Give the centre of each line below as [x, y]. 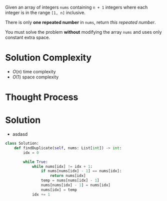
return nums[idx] [68, 176]
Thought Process [42, 97]
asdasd [20, 134]
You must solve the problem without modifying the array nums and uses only [83, 32]
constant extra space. [27, 37]
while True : [36, 162]
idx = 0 [31, 153]
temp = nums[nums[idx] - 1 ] [70, 180]
